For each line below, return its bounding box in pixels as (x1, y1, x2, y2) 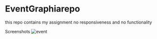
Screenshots (5, 28, 31, 34)
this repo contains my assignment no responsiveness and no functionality (5, 19, 152, 25)
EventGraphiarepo (5, 3, 80, 14)
